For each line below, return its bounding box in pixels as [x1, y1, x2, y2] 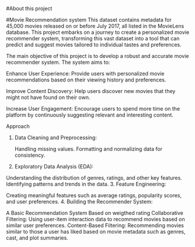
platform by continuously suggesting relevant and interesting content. [6, 111, 174, 118]
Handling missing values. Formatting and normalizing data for [14, 146, 162, 152]
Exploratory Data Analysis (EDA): [14, 163, 94, 170]
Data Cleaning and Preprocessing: [14, 134, 97, 141]
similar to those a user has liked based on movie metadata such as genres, [6, 228, 186, 235]
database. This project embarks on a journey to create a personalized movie [6, 29, 190, 36]
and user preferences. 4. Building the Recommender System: [6, 198, 153, 205]
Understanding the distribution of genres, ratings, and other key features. [6, 174, 182, 181]
